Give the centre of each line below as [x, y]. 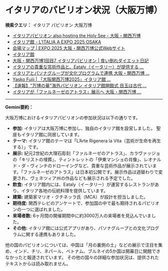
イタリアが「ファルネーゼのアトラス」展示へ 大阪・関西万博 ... [77, 92]
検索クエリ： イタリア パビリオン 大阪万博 [49, 25]
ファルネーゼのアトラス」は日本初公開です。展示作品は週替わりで [91, 172]
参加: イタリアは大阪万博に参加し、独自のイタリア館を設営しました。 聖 [86, 128]
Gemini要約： [19, 107]
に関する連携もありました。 [50, 234]
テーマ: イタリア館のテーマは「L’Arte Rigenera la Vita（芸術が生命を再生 [87, 141]
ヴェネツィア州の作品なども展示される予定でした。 [82, 178]
